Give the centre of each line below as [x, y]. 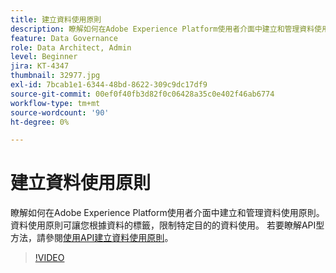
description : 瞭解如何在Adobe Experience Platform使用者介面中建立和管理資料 [162, 29]
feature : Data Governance [64, 38]
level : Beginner [44, 57]
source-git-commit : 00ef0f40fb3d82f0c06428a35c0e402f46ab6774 [142, 94]
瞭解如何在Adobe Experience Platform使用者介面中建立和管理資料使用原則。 [167, 213]
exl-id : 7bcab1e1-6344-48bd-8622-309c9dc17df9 [109, 85]
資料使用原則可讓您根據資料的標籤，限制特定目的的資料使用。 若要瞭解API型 [167, 225]
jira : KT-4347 [40, 66]
